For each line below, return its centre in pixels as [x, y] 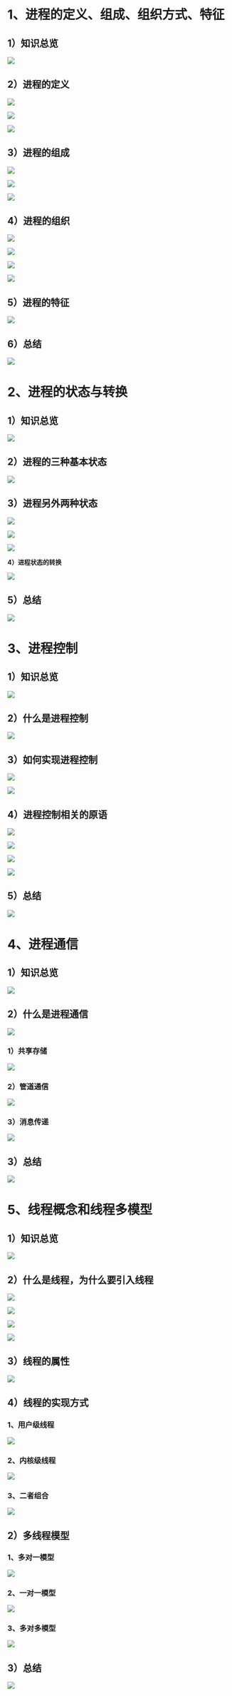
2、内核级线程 [32, 1460]
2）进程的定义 [38, 85]
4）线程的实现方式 [48, 1403]
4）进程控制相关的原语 [58, 814]
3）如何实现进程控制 [53, 760]
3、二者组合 [28, 1495]
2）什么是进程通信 [48, 1014]
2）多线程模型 [38, 1535]
